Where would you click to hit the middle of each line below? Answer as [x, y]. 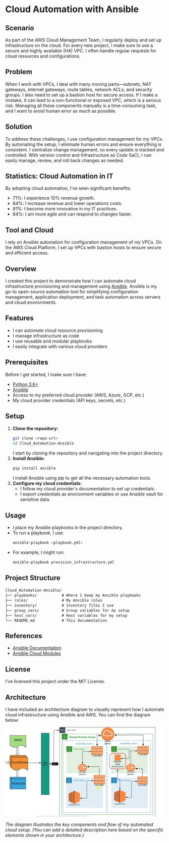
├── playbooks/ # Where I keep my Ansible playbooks [73, 595]
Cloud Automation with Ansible [72, 9]
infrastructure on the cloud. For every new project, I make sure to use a [79, 45]
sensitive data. [35, 499]
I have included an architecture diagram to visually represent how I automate [85, 709]
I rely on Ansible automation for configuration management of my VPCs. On [84, 242]
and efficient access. [27, 253]
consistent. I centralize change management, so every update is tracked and [85, 149]
